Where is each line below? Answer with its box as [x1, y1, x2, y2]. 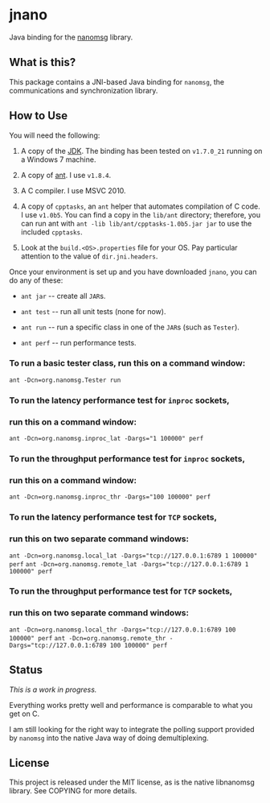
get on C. [9, 709, 40, 718]
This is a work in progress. [9, 685, 97, 694]
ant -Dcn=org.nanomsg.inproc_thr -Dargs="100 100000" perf [9, 493, 211, 501]
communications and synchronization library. [9, 85, 158, 95]
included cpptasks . [20, 227, 83, 237]
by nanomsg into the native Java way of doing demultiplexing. [9, 733, 209, 743]
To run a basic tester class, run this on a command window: [9, 358, 246, 369]
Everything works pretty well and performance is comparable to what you [9, 700, 253, 710]
